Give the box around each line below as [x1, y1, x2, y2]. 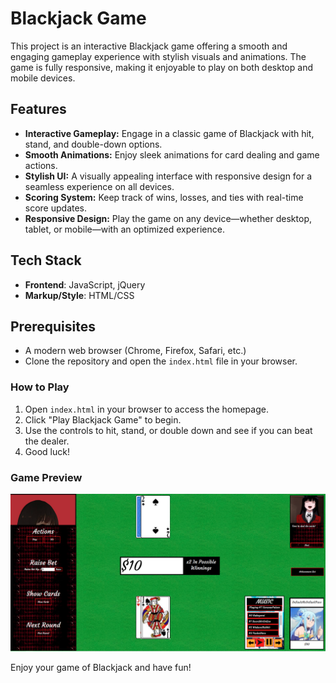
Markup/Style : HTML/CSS [24, 289, 135, 301]
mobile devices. [10, 72, 76, 84]
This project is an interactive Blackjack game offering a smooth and [10, 40, 288, 52]
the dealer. [24, 435, 70, 447]
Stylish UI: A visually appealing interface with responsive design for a [24, 170, 313, 182]
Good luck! [24, 445, 70, 457]
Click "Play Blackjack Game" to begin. [24, 413, 182, 426]
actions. [24, 159, 58, 171]
